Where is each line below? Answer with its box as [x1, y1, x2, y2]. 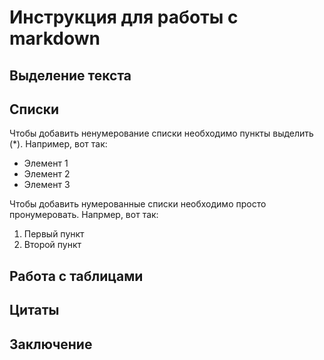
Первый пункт [23, 228, 85, 240]
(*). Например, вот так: [9, 138, 108, 150]
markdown [9, 27, 101, 50]
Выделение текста [9, 67, 132, 84]
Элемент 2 [23, 168, 71, 180]
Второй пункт [23, 239, 82, 251]
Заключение [9, 336, 93, 353]
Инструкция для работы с [9, 6, 239, 29]
